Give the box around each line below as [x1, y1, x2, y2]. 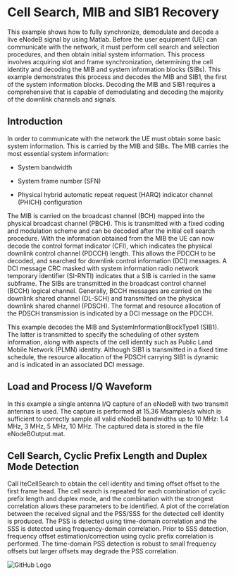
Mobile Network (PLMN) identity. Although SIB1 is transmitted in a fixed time [7, 345, 228, 354]
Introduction [7, 116, 63, 128]
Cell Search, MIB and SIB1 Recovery [7, 4, 220, 20]
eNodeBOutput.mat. [7, 429, 66, 438]
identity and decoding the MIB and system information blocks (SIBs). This [7, 65, 221, 73]
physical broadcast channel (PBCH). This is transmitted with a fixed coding [7, 219, 225, 227]
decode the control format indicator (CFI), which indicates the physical [7, 241, 213, 250]
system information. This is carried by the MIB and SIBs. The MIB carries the [7, 142, 229, 150]
